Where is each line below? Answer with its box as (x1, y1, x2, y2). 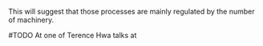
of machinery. (8, 15, 55, 25)
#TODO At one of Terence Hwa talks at (8, 31, 137, 40)
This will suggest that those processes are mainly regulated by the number (8, 7, 255, 16)
